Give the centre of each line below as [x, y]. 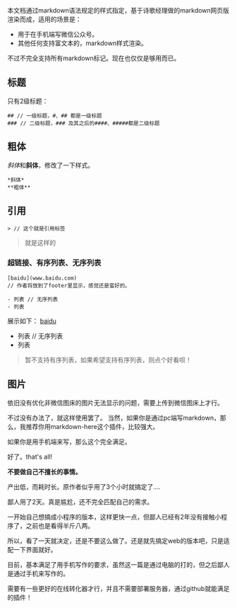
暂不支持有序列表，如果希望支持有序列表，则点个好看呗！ [108, 360]
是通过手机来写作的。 [38, 573]
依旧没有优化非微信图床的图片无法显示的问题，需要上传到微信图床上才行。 [115, 403]
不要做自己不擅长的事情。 [44, 471]
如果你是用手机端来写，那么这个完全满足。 [69, 442]
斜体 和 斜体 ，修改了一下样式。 [50, 165]
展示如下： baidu [32, 321]
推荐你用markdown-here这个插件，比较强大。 [92, 426]
